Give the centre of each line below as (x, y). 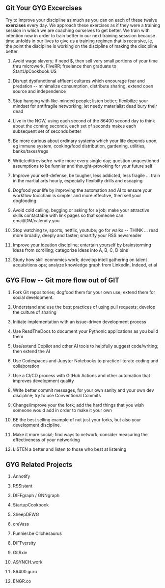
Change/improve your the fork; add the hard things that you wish (78, 405)
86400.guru (25, 572)
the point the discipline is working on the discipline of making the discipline (82, 46)
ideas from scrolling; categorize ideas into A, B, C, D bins (70, 250)
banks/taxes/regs (30, 151)
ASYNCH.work (27, 562)
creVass (21, 524)
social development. (33, 297)
